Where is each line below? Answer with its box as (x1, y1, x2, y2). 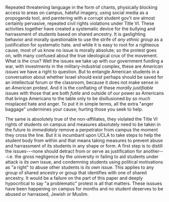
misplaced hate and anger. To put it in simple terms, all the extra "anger (5, 101, 154, 107)
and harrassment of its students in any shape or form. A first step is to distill (5, 143, 163, 148)
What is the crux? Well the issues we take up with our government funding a (5, 58, 163, 64)
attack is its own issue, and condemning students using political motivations (5, 159, 163, 165)
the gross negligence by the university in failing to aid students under (14, 154, 159, 160)
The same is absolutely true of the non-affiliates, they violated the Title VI (5, 116, 158, 122)
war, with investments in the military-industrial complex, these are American (5, 63, 163, 69)
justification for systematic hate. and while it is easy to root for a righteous (5, 42, 159, 47)
